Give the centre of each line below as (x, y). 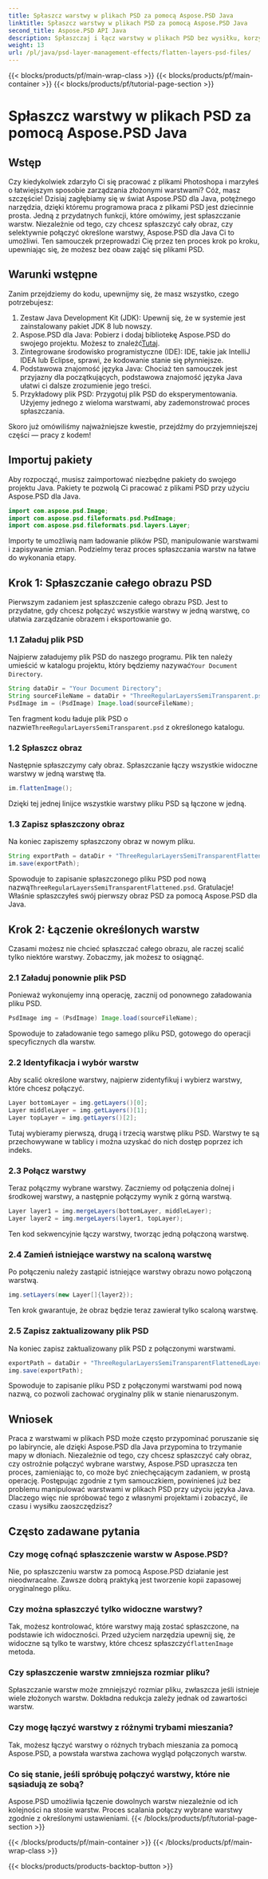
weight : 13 (26, 45)
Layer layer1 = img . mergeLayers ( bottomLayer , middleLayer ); (110, 1211)
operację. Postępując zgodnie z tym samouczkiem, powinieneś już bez (125, 1481)
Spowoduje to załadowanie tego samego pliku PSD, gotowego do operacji (130, 1033)
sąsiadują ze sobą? (46, 1784)
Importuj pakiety (51, 460)
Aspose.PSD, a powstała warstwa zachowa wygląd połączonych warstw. (128, 1753)
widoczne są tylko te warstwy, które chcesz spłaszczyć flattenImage (121, 1644)
